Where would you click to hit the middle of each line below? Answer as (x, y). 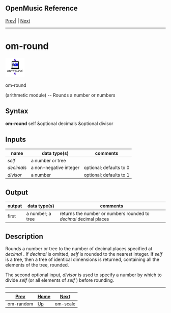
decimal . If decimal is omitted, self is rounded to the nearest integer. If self (84, 254)
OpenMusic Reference (41, 8)
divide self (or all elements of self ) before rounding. (60, 280)
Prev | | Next (18, 20)
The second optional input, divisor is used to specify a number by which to (83, 275)
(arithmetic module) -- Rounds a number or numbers (60, 95)
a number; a (39, 213)
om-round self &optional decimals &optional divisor (59, 123)
